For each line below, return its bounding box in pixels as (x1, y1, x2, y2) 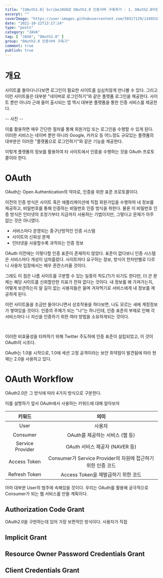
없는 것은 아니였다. (5, 218, 40, 224)
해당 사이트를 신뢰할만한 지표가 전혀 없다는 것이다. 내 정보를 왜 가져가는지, (14, 279, 154, 285)
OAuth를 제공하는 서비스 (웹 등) (67, 432, 135, 439)
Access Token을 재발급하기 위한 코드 (60, 471, 142, 478)
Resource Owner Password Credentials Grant (5, 550, 145, 558)
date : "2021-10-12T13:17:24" (5, 20, 64, 26)
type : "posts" (5, 25, 34, 30)
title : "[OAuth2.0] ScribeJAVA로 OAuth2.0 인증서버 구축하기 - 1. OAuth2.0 (5, 7, 153, 12)
